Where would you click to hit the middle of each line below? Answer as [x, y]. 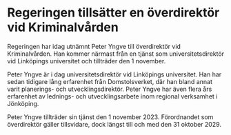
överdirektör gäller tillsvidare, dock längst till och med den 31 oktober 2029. [114, 124]
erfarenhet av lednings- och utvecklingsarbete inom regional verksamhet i [112, 96]
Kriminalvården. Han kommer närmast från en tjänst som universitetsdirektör [116, 54]
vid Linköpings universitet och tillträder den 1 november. [87, 61]
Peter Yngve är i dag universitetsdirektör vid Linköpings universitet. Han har [114, 74]
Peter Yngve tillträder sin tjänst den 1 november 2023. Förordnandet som [110, 117]
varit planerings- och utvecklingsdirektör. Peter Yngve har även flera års [110, 89]
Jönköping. [23, 103]
